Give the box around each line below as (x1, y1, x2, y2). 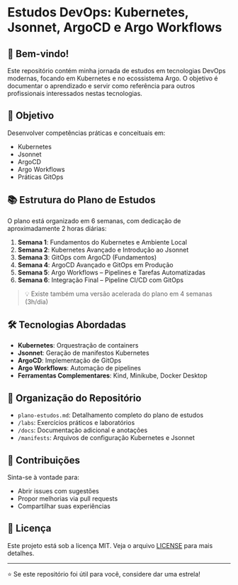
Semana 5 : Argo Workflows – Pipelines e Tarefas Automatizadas (17, 268, 205, 277)
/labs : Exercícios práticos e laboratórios (17, 419, 135, 427)
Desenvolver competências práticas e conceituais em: (7, 129, 166, 137)
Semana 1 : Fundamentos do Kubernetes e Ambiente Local (17, 237, 188, 246)
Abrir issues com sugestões (17, 487, 99, 495)
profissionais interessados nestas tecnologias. (7, 90, 143, 97)
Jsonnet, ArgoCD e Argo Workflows (7, 19, 222, 36)
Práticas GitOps (17, 172, 64, 181)
